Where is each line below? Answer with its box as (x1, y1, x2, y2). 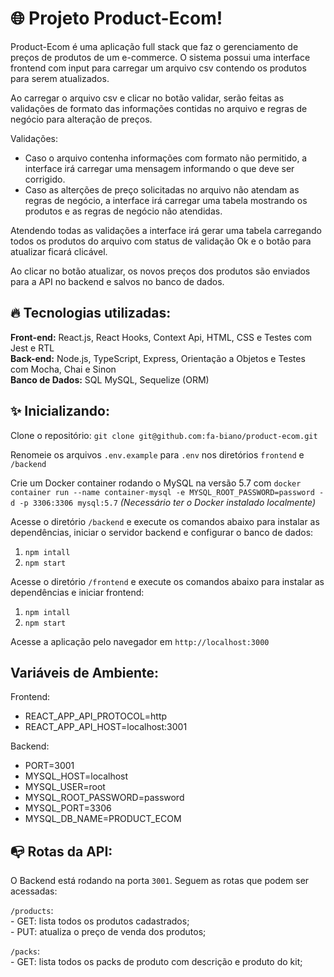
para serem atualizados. (10, 72, 110, 84)
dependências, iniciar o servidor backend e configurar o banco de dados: (10, 526, 314, 538)
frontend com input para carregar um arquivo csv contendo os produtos (10, 62, 307, 74)
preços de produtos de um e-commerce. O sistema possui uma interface (10, 51, 311, 63)
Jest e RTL (10, 342, 55, 354)
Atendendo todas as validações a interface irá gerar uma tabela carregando (10, 224, 322, 236)
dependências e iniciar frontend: (10, 586, 145, 598)
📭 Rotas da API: (10, 843, 113, 860)
